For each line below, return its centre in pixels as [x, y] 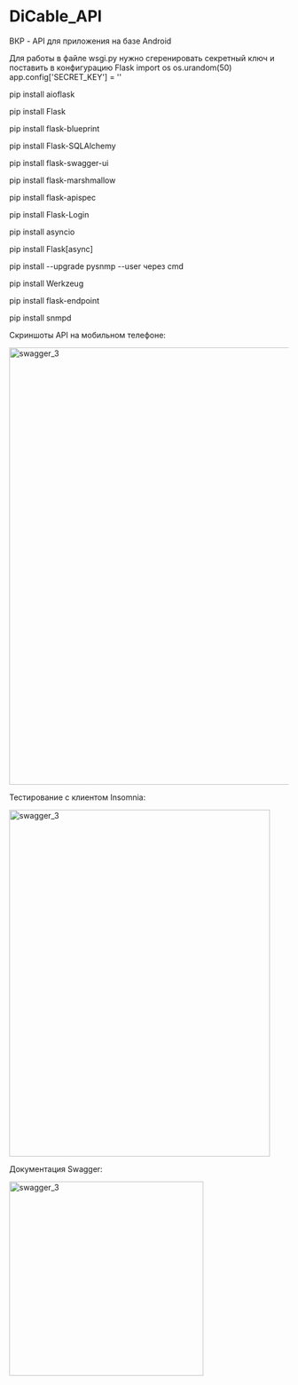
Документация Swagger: [56, 1168]
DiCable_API [55, 16]
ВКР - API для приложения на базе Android [90, 41]
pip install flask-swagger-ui [59, 162]
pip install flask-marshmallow [63, 180]
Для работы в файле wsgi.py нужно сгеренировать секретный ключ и [142, 58]
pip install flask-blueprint [55, 128]
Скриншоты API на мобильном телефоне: [88, 335]
